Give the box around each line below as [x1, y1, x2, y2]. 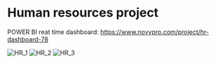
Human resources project [7, 5, 159, 21]
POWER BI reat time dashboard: [7, 28, 100, 36]
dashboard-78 [7, 35, 49, 43]
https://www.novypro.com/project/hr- [100, 28, 209, 36]
